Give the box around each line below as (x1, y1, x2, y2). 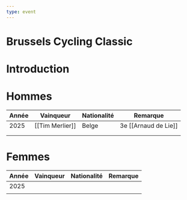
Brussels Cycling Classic (6, 34, 133, 48)
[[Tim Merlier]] (34, 121, 76, 130)
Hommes (6, 89, 52, 103)
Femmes (6, 150, 50, 164)
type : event (6, 8, 36, 15)
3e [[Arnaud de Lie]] (120, 121, 179, 130)
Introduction (6, 62, 70, 76)
